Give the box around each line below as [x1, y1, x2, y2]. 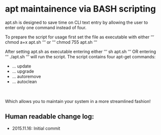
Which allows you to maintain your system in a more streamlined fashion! [5, 98, 151, 104]
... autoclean [12, 79, 37, 84]
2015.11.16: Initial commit [12, 125, 61, 131]
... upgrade [12, 68, 34, 74]
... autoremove [12, 73, 41, 79]
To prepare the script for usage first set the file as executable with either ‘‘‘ [5, 34, 154, 40]
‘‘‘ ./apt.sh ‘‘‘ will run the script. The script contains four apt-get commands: [5, 53, 156, 59]
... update [12, 63, 32, 69]
